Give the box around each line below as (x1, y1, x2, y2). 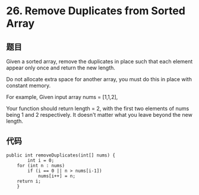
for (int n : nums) (17, 162, 65, 168)
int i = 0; (27, 157, 55, 164)
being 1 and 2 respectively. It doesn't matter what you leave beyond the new (6, 111, 193, 118)
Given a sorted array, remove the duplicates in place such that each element (6, 58, 193, 65)
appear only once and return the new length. (6, 64, 116, 71)
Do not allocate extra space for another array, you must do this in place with (6, 76, 192, 82)
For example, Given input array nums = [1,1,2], (6, 94, 118, 100)
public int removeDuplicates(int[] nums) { (6, 152, 116, 158)
